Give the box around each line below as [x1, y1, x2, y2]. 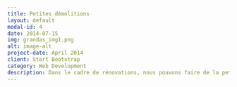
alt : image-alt [7, 43, 52, 50]
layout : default [7, 17, 55, 24]
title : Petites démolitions [7, 10, 90, 18]
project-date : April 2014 [7, 50, 83, 57]
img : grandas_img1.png [7, 36, 74, 43]
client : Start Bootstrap [7, 56, 80, 63]
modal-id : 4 [7, 23, 42, 30]
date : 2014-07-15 [7, 29, 59, 37]
